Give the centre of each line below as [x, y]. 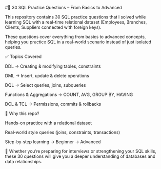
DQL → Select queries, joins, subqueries [46, 85]
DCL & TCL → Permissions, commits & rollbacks [53, 104]
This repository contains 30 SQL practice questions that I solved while [76, 17]
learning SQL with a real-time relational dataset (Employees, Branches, [76, 22]
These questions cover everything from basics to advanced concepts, [76, 37]
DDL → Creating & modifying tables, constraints [53, 66]
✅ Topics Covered [23, 56]
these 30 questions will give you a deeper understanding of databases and [80, 156]
